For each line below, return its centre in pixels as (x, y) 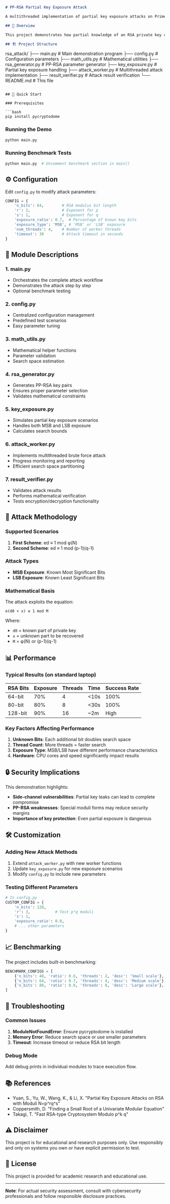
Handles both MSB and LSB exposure (52, 426)
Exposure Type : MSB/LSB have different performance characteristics (85, 750)
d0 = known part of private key (44, 631)
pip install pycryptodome (32, 117)
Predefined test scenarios (39, 321)
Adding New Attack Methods (41, 852)
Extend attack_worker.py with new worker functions (67, 863)
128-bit (17, 713)
